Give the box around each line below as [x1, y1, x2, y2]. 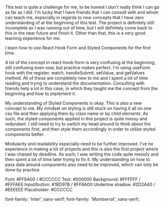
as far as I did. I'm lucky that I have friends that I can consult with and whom [5, 9, 159, 15]
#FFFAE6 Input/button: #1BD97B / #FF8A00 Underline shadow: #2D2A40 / [5, 182, 155, 187]
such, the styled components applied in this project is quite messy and [5, 116, 148, 121]
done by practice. [5, 167, 41, 173]
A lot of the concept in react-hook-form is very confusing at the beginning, [5, 60, 156, 65]
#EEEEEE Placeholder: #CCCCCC [5, 187, 72, 192]
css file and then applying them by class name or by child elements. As [5, 111, 148, 116]
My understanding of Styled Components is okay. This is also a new [5, 100, 142, 106]
